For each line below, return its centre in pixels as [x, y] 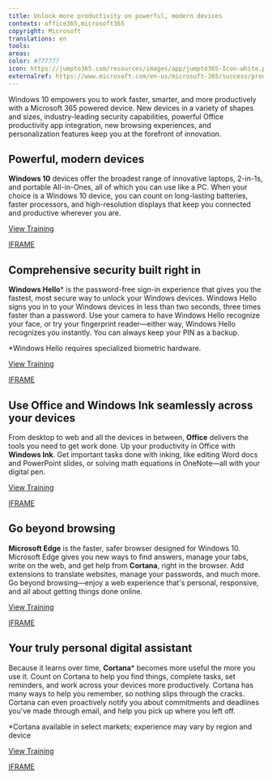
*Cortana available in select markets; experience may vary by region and [130, 726]
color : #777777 [34, 62]
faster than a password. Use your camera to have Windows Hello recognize [134, 315]
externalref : [30, 76]
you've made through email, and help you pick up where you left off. [122, 711]
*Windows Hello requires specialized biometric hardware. [105, 349]
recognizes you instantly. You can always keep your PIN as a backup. [124, 332]
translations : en [38, 39]
